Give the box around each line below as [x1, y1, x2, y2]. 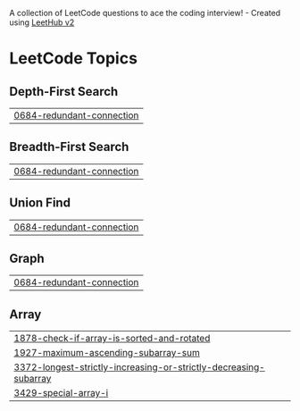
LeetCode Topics [9, 48, 138, 69]
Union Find [9, 196, 71, 211]
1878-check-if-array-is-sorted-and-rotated [13, 332, 211, 345]
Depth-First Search [9, 84, 119, 99]
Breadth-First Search [9, 139, 129, 155]
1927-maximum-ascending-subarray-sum [13, 347, 201, 359]
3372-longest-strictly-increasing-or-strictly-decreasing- [13, 361, 265, 373]
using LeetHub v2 [9, 17, 75, 28]
